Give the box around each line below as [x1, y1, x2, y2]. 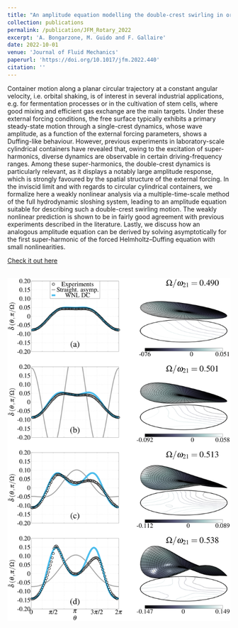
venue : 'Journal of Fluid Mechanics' [7, 49, 119, 56]
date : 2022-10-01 [7, 41, 59, 49]
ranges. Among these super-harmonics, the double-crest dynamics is [7, 160, 211, 168]
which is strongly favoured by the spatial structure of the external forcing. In [7, 175, 229, 183]
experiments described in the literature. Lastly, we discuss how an [7, 220, 200, 228]
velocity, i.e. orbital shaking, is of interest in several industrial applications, [7, 92, 225, 100]
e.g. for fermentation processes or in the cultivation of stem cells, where [7, 99, 218, 108]
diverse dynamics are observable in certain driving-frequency [41, 152, 222, 160]
